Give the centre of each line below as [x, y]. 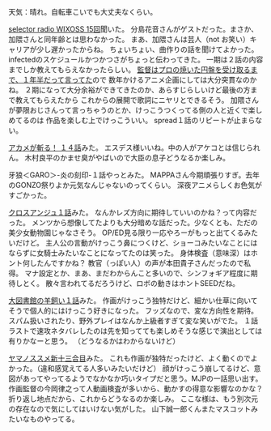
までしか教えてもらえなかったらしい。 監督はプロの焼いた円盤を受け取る [129, 70]
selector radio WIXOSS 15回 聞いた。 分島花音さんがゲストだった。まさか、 [133, 29]
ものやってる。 [54, 419]
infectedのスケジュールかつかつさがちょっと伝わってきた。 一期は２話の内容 [136, 60]
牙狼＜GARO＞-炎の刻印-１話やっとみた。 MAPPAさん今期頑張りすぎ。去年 [134, 175]
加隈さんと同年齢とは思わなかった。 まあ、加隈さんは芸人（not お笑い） [129, 39]
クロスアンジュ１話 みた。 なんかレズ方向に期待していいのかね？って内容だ [133, 212]
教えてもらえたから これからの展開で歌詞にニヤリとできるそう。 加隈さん [137, 100]
